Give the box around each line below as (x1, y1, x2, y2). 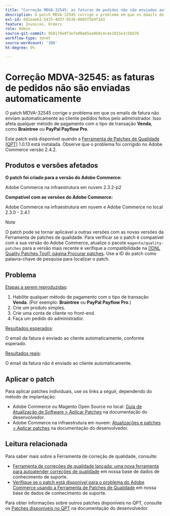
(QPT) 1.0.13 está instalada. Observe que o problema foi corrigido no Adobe (5, 141, 163, 147)
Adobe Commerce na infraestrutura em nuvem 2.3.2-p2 (5, 185, 121, 191)
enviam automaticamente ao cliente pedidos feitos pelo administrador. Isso (5, 115, 161, 121)
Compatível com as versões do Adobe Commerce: (5, 194, 113, 200)
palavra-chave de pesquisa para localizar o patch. (5, 256, 110, 262)
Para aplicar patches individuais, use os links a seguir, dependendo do (5, 388, 152, 394)
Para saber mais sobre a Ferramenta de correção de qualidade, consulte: (5, 453, 158, 459)
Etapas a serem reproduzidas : (5, 284, 68, 290)
